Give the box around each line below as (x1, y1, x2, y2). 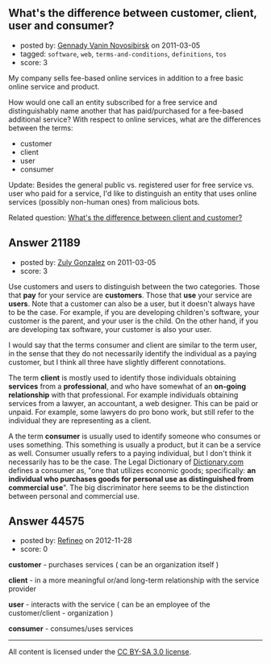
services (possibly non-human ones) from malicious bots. (8, 197, 200, 206)
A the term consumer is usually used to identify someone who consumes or (8, 431, 261, 441)
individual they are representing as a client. (8, 415, 152, 425)
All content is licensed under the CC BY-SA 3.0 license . (8, 647, 192, 657)
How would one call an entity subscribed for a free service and (8, 97, 218, 107)
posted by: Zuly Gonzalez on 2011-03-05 (19, 257, 156, 267)
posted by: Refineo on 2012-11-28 (19, 536, 132, 546)
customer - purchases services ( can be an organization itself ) (8, 560, 219, 570)
